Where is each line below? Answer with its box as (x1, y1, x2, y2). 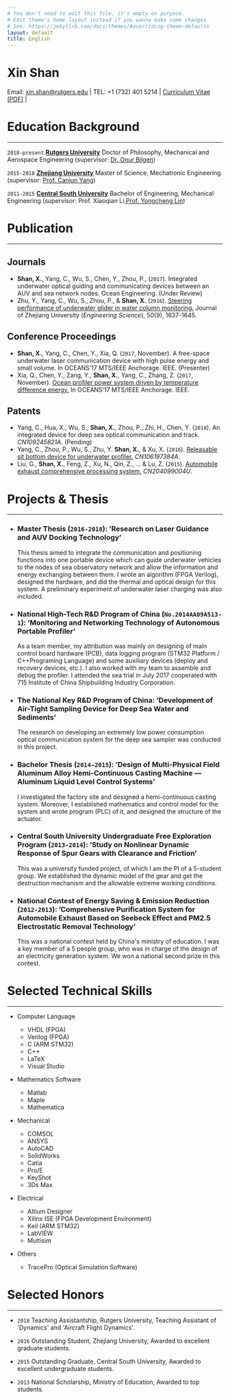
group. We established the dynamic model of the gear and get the (16, 872, 203, 880)
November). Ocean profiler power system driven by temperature (16, 378, 199, 386)
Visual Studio (27, 1062, 65, 1071)
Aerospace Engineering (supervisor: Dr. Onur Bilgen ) (7, 156, 156, 163)
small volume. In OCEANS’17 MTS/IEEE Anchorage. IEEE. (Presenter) (16, 363, 210, 372)
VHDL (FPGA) (27, 1026, 66, 1034)
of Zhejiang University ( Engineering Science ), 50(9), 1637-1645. (16, 311, 197, 319)
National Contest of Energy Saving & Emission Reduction (16, 896, 210, 905)
